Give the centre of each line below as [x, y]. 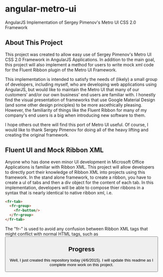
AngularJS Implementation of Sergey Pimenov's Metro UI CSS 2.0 [71, 22]
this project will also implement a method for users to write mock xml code [80, 64]
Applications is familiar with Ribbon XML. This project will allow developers [80, 167]
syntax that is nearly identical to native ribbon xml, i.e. [59, 193]
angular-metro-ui [41, 9]
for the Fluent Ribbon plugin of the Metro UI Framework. [61, 70]
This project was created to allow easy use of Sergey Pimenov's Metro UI [78, 54]
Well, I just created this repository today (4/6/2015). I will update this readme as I [81, 260]
